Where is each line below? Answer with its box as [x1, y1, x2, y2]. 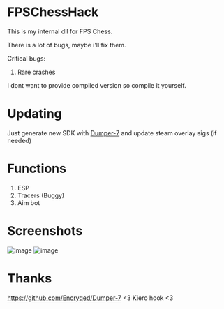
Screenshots [7, 223, 83, 239]
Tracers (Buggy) [17, 191, 65, 199]
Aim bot [17, 198, 40, 206]
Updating [7, 106, 63, 122]
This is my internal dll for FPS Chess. [7, 27, 113, 36]
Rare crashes [17, 68, 56, 76]
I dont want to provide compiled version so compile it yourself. [7, 81, 186, 89]
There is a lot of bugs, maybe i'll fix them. [7, 40, 127, 49]
